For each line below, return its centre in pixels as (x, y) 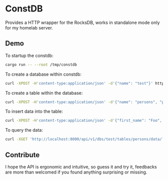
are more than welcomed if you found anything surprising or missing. (76, 172)
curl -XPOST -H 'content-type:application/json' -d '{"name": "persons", (81, 102)
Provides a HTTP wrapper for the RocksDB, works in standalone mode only (82, 22)
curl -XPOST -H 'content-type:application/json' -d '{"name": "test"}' (79, 83)
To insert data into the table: (34, 111)
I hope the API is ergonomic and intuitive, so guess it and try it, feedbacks (81, 167)
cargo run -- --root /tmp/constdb (41, 65)
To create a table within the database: (44, 93)
